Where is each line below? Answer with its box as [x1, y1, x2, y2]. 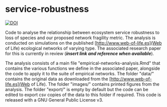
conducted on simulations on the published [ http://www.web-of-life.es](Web [5, 40, 162, 46]
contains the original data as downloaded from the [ [5, 76, 111, 82]
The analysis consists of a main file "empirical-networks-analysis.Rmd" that [5, 60, 161, 66]
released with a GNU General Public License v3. [5, 97, 103, 103]
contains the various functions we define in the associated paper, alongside [5, 65, 160, 71]
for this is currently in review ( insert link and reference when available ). [5, 51, 154, 56]
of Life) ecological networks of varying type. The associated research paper [5, 45, 162, 51]
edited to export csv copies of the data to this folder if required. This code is [5, 92, 162, 98]
